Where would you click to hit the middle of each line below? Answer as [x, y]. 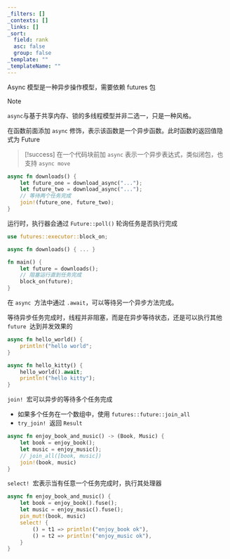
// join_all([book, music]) [61, 456]
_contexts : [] [28, 20]
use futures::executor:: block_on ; [58, 236]
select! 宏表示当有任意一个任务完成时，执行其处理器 [84, 483]
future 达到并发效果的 [40, 326]
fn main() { [25, 262]
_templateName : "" [34, 66]
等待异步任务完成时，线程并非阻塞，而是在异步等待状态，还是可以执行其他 [115, 317]
